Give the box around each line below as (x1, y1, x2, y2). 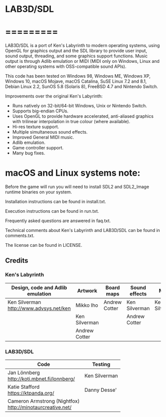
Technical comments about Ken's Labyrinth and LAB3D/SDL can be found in (5, 228, 161, 233)
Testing (92, 361, 111, 368)
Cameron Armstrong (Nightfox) (7, 398, 80, 405)
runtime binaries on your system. (5, 189, 73, 195)
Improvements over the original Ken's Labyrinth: (5, 93, 103, 99)
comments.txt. (5, 232, 35, 238)
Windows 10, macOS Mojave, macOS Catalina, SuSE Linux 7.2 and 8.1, (5, 78, 147, 85)
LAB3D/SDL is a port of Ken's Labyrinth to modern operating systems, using (5, 43, 160, 48)
